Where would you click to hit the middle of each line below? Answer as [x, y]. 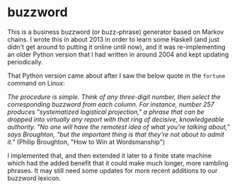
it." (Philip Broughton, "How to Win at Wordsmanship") [86, 141]
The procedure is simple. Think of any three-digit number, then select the [114, 97]
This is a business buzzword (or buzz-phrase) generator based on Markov [116, 32]
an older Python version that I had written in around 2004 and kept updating [118, 54]
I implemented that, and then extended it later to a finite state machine [110, 155]
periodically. [25, 61]
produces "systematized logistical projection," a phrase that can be [106, 112]
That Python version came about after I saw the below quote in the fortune [116, 76]
